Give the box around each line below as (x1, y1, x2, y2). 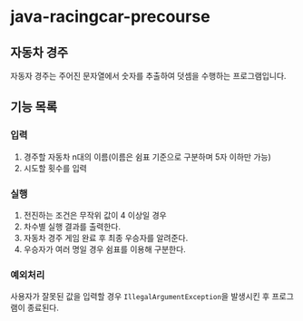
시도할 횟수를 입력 (23, 162, 87, 173)
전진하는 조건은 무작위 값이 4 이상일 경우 (23, 209, 167, 220)
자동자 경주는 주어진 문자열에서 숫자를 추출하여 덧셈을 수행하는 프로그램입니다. (10, 71, 287, 81)
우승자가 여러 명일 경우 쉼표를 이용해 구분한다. (23, 243, 187, 255)
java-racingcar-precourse (10, 6, 211, 27)
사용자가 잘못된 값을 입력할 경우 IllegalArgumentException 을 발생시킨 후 (10, 291, 270, 302)
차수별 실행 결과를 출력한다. (23, 220, 122, 232)
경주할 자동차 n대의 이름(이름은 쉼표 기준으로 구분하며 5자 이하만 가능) (23, 151, 271, 162)
